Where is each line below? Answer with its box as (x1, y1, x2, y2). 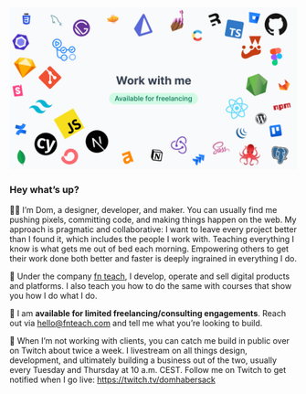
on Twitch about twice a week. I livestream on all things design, (9, 345, 248, 356)
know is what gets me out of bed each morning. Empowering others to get (9, 243, 290, 254)
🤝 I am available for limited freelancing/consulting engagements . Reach (9, 307, 286, 318)
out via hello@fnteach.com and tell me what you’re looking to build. (9, 317, 263, 328)
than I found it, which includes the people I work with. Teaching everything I (9, 233, 295, 244)
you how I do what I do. (9, 290, 98, 301)
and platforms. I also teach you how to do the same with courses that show (9, 280, 292, 291)
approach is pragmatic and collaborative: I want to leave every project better (9, 223, 297, 235)
